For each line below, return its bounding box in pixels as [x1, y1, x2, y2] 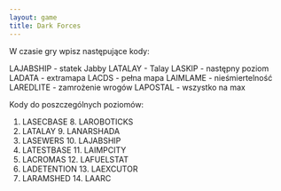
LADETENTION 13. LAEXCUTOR [21, 163, 138, 174]
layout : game [9, 12, 58, 22]
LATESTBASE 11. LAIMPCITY [21, 144, 127, 155]
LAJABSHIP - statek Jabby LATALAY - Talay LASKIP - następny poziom [9, 63, 269, 74]
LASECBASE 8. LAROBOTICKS [21, 116, 134, 127]
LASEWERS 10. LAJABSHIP [21, 135, 121, 146]
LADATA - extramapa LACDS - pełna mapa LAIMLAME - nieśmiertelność [9, 72, 273, 83]
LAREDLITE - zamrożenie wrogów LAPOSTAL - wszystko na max [9, 82, 246, 92]
